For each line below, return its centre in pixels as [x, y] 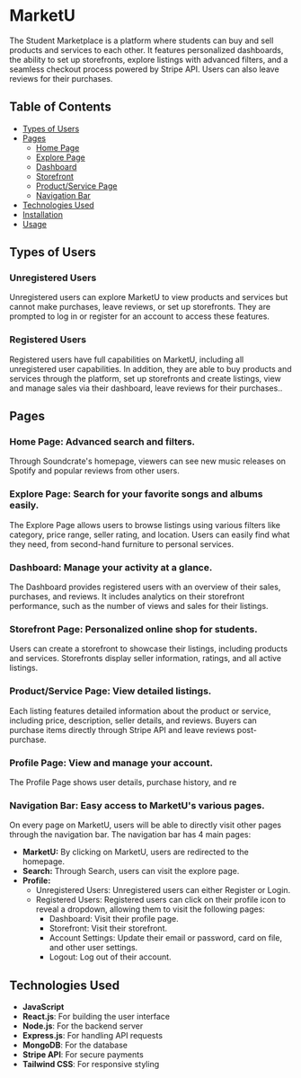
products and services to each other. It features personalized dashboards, [146, 49]
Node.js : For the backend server [83, 1026]
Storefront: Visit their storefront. [108, 928]
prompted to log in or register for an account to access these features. [139, 316]
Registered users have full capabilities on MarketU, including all [127, 359]
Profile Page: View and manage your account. [111, 763]
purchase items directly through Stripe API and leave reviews [122, 729]
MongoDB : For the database [75, 1045]
